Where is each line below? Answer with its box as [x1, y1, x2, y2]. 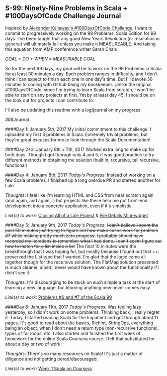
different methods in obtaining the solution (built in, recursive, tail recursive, [5, 157, 160, 163]
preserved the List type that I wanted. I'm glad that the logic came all [5, 253, 146, 259]
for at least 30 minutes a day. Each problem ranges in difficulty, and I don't [5, 71, 158, 77]
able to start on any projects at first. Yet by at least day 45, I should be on [5, 92, 155, 98]
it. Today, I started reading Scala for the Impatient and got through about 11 [5, 314, 158, 320]
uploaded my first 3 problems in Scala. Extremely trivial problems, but [5, 131, 148, 137]
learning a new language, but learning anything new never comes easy [5, 284, 151, 290]
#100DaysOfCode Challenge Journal [5, 12, 121, 20]
